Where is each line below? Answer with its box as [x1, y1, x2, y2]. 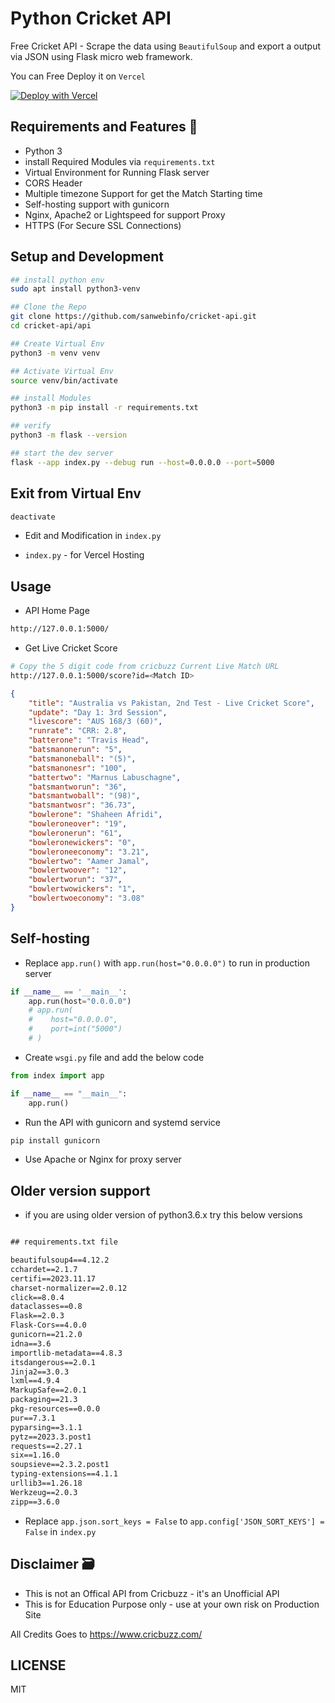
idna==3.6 [10, 1338, 52, 1349]
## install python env [10, 275, 105, 285]
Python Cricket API [10, 7, 172, 30]
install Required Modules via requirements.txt [24, 155, 216, 167]
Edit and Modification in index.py [24, 530, 162, 542]
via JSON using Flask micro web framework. [10, 50, 193, 62]
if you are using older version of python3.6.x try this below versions [24, 1209, 303, 1221]
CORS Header [24, 177, 83, 189]
